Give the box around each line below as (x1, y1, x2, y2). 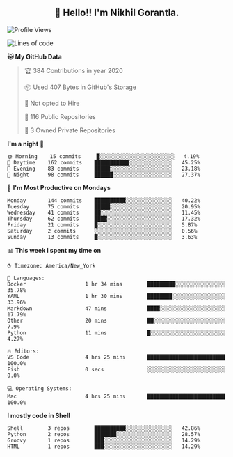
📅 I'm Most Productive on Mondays (7, 183, 111, 192)
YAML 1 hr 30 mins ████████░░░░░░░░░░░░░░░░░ (7, 293, 226, 300)
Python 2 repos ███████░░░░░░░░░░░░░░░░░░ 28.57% (7, 431, 200, 437)
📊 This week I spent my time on (7, 246, 102, 254)
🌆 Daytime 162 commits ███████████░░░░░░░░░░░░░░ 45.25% (7, 159, 200, 166)
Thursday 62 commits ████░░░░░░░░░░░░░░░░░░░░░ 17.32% (7, 215, 200, 222)
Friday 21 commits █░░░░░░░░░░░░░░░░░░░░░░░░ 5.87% (7, 221, 198, 228)
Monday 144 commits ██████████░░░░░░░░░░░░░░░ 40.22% (7, 196, 200, 204)
